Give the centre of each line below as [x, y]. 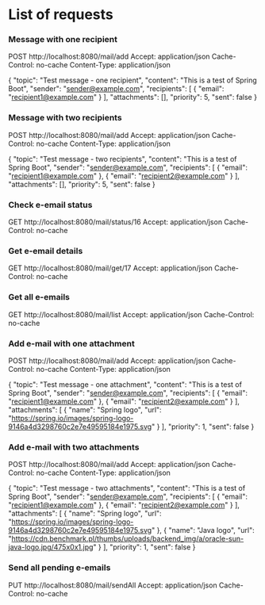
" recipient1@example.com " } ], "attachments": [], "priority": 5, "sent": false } [133, 98]
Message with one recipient [63, 40]
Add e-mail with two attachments [74, 447]
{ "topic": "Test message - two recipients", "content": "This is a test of [123, 159]
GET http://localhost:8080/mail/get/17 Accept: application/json [110, 268]
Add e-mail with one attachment [71, 343]
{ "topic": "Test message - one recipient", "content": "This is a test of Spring [133, 80]
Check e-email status [50, 205]
